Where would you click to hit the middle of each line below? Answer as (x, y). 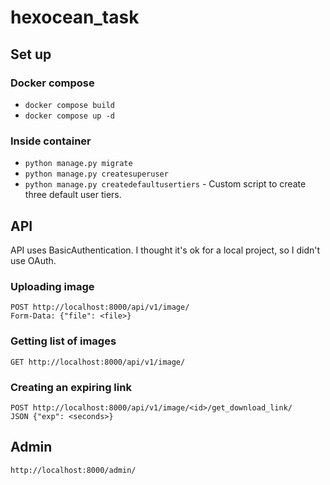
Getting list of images (63, 341)
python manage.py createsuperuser (96, 174)
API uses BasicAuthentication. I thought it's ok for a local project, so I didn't (165, 250)
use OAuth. (33, 260)
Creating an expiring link (71, 387)
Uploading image (52, 286)
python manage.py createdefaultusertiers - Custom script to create (165, 184)
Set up (31, 54)
